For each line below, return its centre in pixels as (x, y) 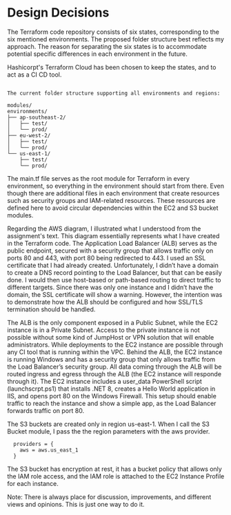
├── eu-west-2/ (29, 135)
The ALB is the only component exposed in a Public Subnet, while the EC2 (113, 322)
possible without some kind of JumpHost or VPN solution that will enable (111, 337)
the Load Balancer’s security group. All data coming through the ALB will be (114, 367)
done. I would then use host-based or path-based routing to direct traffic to (114, 280)
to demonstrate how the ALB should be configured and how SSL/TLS (105, 302)
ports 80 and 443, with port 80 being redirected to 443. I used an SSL (107, 257)
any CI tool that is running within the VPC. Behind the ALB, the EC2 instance (115, 352)
